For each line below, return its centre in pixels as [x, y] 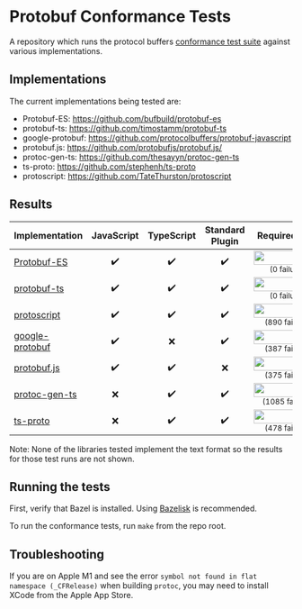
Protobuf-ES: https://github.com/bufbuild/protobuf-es [122, 118]
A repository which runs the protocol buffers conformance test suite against [150, 41]
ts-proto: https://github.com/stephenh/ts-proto [109, 166]
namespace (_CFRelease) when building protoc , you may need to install [139, 586]
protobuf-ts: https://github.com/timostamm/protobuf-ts [124, 128]
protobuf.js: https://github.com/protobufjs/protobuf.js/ [122, 147]
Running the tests [60, 487]
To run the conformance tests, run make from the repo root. [118, 526]
